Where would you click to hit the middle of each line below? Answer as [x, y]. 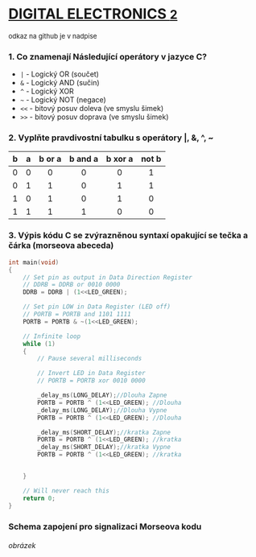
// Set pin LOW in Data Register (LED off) [97, 307]
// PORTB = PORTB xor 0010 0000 [92, 381]
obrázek [22, 546]
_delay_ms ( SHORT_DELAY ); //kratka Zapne [104, 432]
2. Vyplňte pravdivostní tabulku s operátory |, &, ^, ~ [111, 138]
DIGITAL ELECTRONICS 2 [93, 14]
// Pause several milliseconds [90, 359]
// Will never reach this [66, 491]
